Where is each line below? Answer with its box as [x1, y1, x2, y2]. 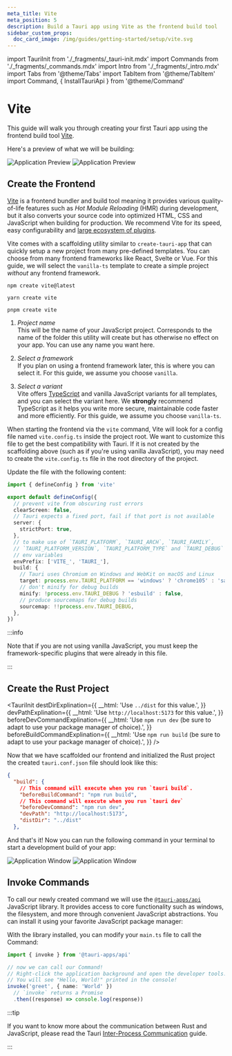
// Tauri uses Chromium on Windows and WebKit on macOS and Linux [19, 571, 215, 578]
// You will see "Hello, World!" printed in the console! [7, 976, 177, 983]
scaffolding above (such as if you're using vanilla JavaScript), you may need [7, 447, 224, 455]
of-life [7, 203, 25, 212]
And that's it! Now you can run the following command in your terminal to [7, 835, 215, 844]
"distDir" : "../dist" [19, 817, 81, 824]
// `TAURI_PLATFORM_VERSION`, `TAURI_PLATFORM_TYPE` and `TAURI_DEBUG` [13, 545, 224, 552]
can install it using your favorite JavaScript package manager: [7, 917, 183, 925]
